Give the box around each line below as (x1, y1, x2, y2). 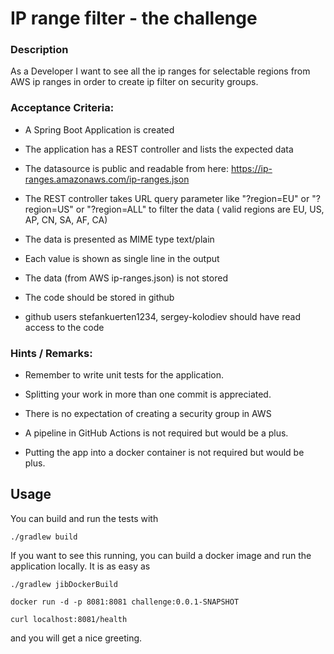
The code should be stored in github (24, 291, 175, 303)
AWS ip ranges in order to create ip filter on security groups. (10, 76, 259, 88)
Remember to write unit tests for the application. (24, 369, 224, 381)
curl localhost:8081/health (10, 614, 128, 624)
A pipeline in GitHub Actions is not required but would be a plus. (24, 427, 289, 439)
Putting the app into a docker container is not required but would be (24, 447, 305, 459)
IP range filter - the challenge (10, 7, 258, 30)
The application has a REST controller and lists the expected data (24, 143, 294, 155)
